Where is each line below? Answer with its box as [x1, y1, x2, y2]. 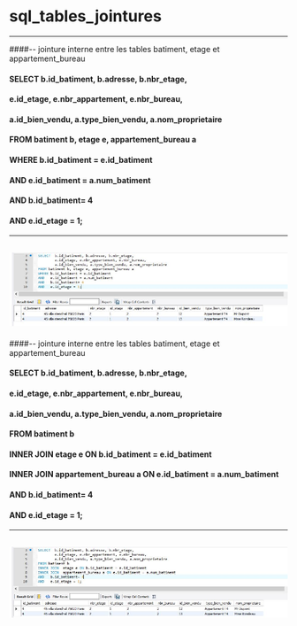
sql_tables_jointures [9, 6, 162, 27]
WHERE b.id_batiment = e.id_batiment [9, 154, 153, 165]
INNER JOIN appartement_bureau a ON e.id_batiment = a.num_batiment [9, 469, 279, 480]
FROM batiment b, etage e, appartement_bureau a [9, 135, 197, 145]
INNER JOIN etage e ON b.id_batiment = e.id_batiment [9, 449, 212, 460]
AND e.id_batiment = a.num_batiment [9, 174, 151, 185]
